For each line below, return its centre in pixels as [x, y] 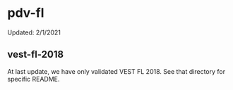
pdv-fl [26, 13]
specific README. [34, 79]
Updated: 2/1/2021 [34, 32]
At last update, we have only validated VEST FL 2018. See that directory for [116, 71]
